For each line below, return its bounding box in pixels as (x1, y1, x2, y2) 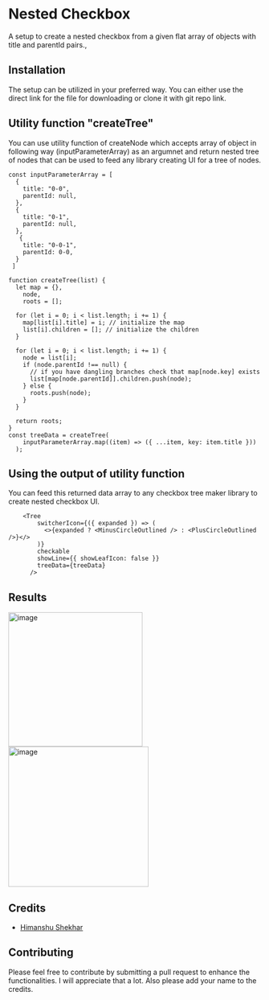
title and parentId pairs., (8, 39, 88, 49)
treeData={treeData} (37, 562, 106, 570)
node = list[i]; (22, 353, 78, 362)
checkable (37, 548, 70, 556)
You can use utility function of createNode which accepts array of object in (8, 138, 257, 147)
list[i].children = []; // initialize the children (22, 325, 199, 334)
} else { (22, 381, 52, 390)
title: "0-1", (22, 212, 70, 221)
